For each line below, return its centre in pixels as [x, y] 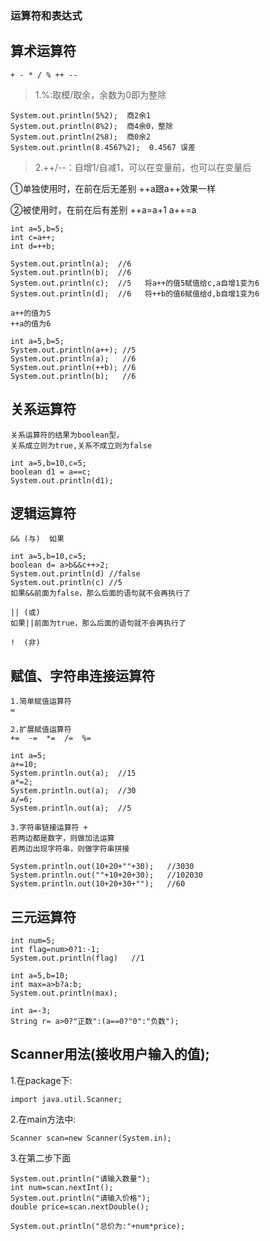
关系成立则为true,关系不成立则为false [81, 445]
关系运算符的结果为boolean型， [67, 435]
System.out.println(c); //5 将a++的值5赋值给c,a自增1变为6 [135, 283]
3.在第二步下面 [41, 1158]
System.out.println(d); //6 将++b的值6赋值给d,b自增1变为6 [135, 293]
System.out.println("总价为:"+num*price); [98, 1226]
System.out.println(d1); [62, 480]
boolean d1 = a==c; [51, 472]
